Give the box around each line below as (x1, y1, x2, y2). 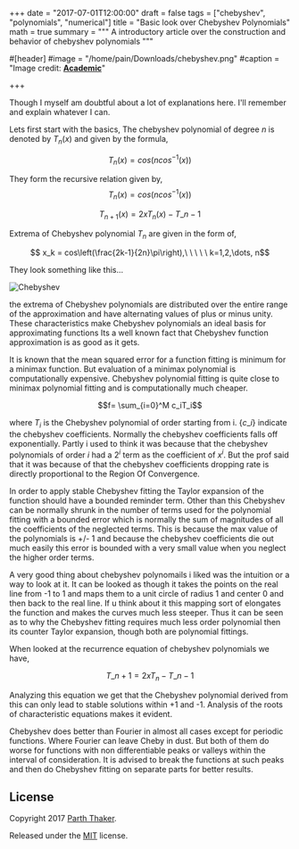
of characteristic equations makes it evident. (9, 708, 172, 719)
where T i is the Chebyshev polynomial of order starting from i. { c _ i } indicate (9, 417, 287, 431)
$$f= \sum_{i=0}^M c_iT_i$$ (97, 400, 203, 411)
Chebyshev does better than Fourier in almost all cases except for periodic (9, 726, 284, 737)
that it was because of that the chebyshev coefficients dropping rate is (9, 458, 270, 469)
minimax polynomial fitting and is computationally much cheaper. (9, 383, 248, 393)
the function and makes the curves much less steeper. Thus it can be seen (9, 606, 284, 618)
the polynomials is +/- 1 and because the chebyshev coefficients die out (9, 532, 274, 543)
